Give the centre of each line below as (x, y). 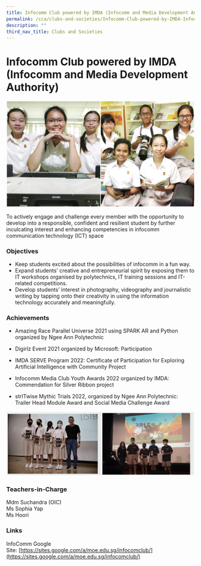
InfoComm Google (29, 544)
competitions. (51, 283)
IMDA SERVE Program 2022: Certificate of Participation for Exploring (100, 361)
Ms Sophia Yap (25, 509)
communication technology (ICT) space (55, 235)
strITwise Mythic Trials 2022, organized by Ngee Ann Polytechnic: (96, 396)
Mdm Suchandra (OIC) (34, 503)
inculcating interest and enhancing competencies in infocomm (83, 229)
